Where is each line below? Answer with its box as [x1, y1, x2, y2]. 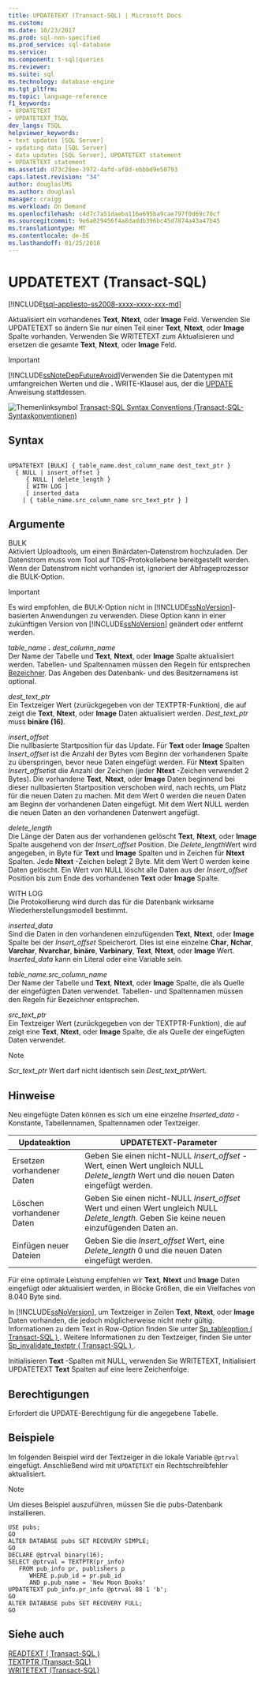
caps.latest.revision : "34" [8, 173, 101, 182]
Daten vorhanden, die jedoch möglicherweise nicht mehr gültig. [8, 1316, 215, 1325]
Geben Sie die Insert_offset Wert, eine [84, 1235, 225, 1246]
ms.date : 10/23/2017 [8, 26, 77, 34]
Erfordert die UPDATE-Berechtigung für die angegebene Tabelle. [8, 1408, 218, 1417]
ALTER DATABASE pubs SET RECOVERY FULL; [8, 1599, 144, 1607]
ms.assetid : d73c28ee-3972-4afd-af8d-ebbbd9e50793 [8, 166, 178, 174]
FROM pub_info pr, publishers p [18, 1564, 125, 1572]
